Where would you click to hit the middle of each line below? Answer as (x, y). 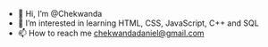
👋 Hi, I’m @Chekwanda (60, 14)
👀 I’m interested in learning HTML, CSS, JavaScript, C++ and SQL (138, 23)
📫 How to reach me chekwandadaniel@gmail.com (111, 33)
